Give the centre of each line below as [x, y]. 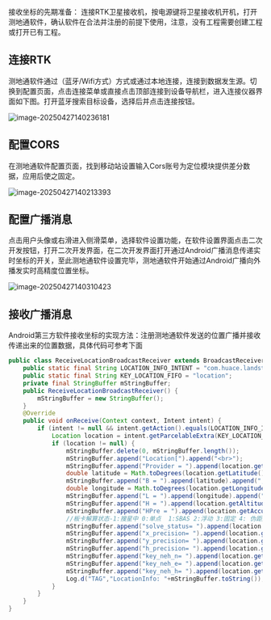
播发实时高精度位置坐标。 [51, 271]
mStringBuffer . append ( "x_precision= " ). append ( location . [164, 534]
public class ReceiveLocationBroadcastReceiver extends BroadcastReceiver [137, 361]
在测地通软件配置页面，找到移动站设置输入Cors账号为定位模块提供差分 [126, 166]
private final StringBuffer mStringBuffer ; [97, 383]
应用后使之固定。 [50, 175]
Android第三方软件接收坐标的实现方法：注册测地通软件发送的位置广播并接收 [134, 335]
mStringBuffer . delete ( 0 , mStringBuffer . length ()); [153, 451]
